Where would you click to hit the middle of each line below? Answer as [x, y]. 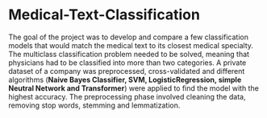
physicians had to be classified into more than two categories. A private [127, 63]
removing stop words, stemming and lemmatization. [94, 105]
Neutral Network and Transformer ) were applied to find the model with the [134, 88]
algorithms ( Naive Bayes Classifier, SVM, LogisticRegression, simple [125, 79]
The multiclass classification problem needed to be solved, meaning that [129, 54]
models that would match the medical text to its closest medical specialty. [131, 45]
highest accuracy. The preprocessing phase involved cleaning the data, [127, 96]
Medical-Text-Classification [104, 15]
